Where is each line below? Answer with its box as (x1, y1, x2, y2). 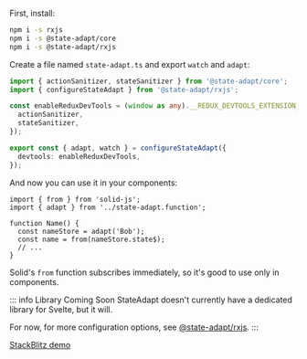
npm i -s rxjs (9, 26, 64, 35)
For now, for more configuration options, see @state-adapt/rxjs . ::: (9, 322, 259, 333)
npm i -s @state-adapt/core (9, 34, 117, 43)
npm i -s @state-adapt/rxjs (9, 42, 117, 51)
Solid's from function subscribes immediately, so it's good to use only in (9, 267, 281, 278)
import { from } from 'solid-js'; (9, 195, 142, 204)
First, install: (9, 8, 56, 18)
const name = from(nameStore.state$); (17, 235, 166, 244)
